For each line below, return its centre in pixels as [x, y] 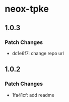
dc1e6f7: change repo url [38, 53]
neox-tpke [27, 9]
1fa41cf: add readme [33, 95]
